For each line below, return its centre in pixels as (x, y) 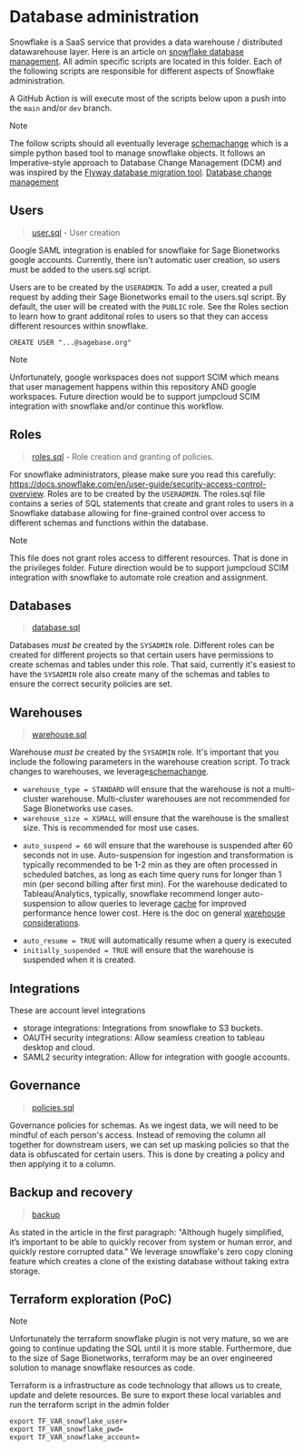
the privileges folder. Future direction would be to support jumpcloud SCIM (149, 567)
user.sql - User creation (76, 232)
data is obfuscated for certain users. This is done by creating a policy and (147, 1154)
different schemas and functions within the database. (109, 523)
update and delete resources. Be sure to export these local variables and (145, 1395)
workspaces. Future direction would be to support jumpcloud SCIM (135, 396)
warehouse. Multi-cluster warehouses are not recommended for (170, 799)
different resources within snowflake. (78, 326)
